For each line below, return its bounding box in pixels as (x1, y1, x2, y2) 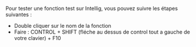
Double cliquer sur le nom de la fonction (14, 23, 111, 29)
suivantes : (5, 11, 32, 18)
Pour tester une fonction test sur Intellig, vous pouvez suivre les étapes (5, 5, 178, 12)
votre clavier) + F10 (14, 35, 61, 41)
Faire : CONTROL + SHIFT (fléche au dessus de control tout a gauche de (14, 28, 191, 35)
